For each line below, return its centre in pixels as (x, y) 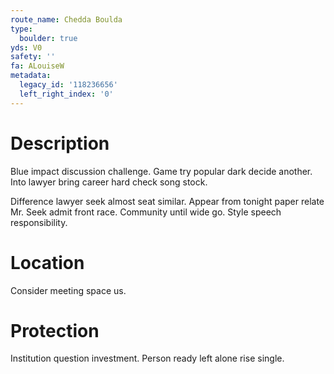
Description (60, 143)
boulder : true (48, 38)
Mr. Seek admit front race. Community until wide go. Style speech (146, 212)
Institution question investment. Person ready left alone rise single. (147, 358)
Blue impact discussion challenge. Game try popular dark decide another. (161, 171)
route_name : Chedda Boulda (66, 19)
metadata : (31, 76)
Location (47, 262)
